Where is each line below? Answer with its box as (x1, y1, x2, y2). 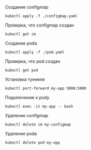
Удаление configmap (5, 113, 48, 118)
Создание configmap (5, 4, 49, 10)
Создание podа (5, 40, 38, 46)
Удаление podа (5, 131, 37, 136)
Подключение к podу (5, 95, 50, 100)
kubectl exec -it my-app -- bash (5, 104, 73, 109)
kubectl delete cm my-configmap (5, 122, 71, 127)
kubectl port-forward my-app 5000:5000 (5, 86, 87, 91)
